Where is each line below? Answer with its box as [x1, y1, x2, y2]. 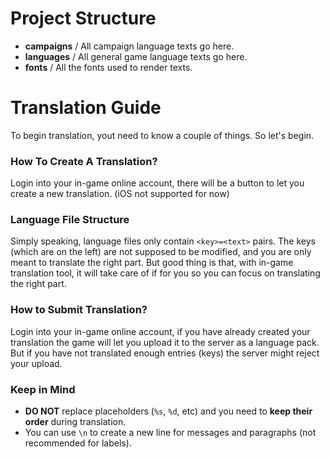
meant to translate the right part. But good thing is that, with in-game [10, 257, 294, 269]
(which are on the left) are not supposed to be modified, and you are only [10, 246, 312, 258]
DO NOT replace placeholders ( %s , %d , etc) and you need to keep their [24, 405, 313, 417]
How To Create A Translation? [10, 154, 158, 168]
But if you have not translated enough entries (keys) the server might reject [10, 347, 320, 359]
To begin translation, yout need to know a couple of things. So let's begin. [10, 129, 315, 141]
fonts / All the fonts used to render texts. [24, 61, 193, 73]
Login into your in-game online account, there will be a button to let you [10, 177, 305, 189]
